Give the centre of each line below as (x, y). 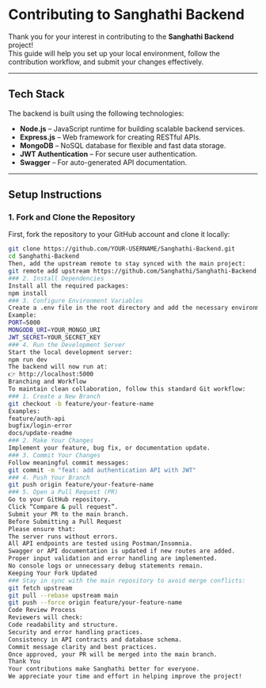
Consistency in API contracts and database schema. (95, 640)
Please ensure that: (42, 529)
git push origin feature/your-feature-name (81, 485)
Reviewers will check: (46, 617)
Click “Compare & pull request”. (63, 507)
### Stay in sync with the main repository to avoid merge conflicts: (127, 580)
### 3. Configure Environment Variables (76, 300)
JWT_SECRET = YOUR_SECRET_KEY (55, 337)
